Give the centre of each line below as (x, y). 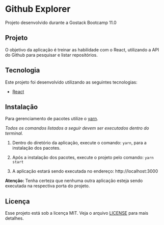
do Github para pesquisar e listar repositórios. (52, 55)
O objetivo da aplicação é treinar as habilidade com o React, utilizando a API (82, 49)
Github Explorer (38, 9)
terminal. (14, 134)
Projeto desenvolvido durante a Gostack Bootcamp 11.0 (61, 22)
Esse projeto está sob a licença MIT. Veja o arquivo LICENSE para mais (77, 213)
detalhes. (14, 218)
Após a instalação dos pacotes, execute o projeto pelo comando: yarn (83, 157)
